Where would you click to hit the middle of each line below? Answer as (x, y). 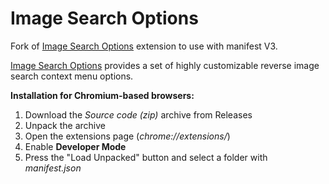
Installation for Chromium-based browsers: (102, 95)
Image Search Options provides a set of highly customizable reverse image (165, 65)
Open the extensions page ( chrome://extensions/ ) (127, 136)
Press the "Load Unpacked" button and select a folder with (146, 157)
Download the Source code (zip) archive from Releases (138, 114)
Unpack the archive (65, 125)
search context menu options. (72, 76)
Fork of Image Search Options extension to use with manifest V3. (144, 46)
